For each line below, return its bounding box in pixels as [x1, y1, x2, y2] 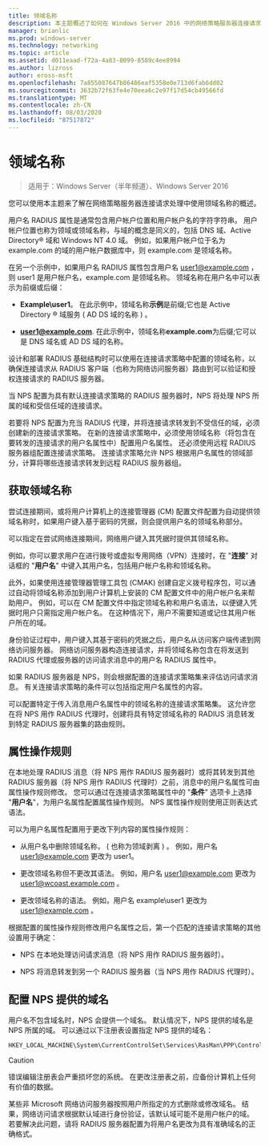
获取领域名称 [8, 484, 72, 497]
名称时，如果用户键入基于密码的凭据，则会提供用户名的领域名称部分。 [14, 516, 247, 526]
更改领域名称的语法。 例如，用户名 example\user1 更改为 [19, 896, 207, 905]
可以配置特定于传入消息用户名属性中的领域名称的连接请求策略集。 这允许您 [8, 699, 256, 708]
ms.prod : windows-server [8, 34, 91, 43]
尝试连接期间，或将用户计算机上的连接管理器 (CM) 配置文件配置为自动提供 [8, 506, 254, 516]
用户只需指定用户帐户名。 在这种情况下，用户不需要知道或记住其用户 [22, 607, 249, 618]
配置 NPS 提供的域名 [8, 992, 110, 1006]
